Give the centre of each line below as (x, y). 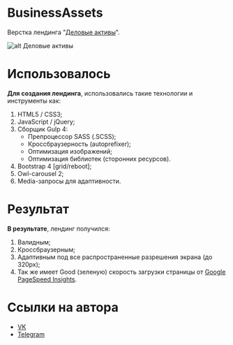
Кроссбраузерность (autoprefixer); (79, 144)
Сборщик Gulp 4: (43, 129)
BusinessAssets (55, 13)
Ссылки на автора (63, 307)
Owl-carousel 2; (40, 173)
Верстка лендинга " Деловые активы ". (63, 32)
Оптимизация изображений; (70, 151)
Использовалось (59, 74)
